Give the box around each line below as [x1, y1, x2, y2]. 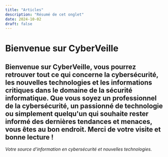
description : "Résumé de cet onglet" [5, 12, 84, 17]
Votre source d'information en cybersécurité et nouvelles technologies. [5, 146, 152, 152]
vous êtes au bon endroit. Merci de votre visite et [5, 125, 161, 133]
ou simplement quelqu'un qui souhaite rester [5, 109, 149, 118]
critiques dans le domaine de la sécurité [5, 86, 133, 94]
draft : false [5, 21, 33, 26]
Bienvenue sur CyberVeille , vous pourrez [5, 62, 136, 71]
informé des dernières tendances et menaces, [5, 117, 152, 125]
